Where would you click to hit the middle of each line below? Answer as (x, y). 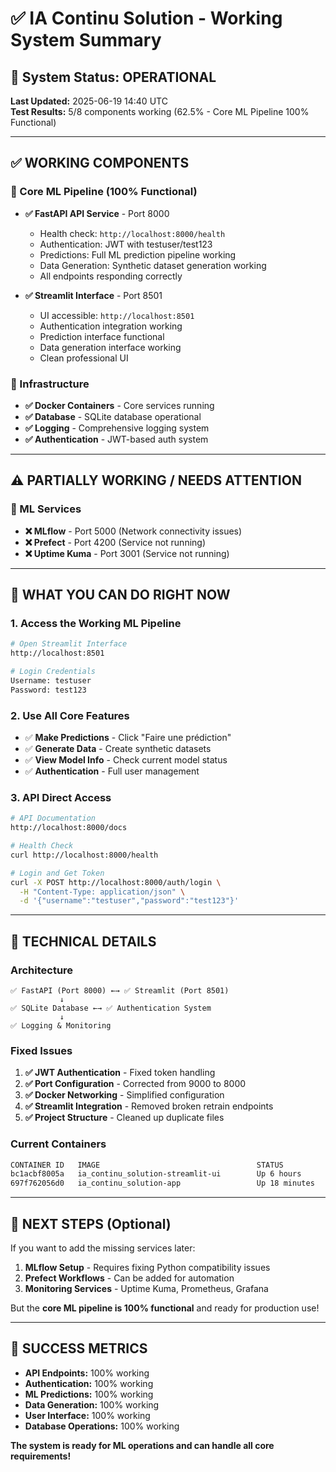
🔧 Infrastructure (50, 384)
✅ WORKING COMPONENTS (100, 163)
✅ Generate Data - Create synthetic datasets (118, 749)
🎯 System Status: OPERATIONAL (113, 77)
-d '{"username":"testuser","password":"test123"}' (129, 901)
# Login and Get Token (57, 873)
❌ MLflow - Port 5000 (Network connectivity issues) (133, 531)
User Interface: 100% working (87, 1415)
